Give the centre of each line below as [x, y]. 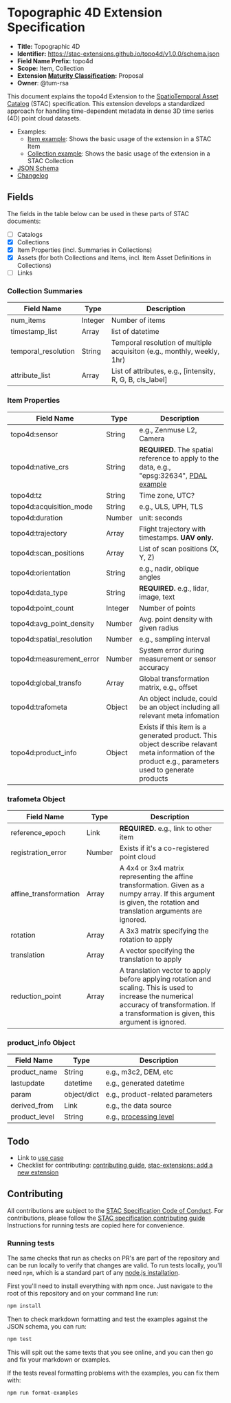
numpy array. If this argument [167, 894]
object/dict [82, 1095]
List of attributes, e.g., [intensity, [163, 371]
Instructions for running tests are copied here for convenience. [96, 1225]
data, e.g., [155, 467]
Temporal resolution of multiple [161, 343]
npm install [24, 1306]
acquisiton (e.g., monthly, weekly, [165, 351]
